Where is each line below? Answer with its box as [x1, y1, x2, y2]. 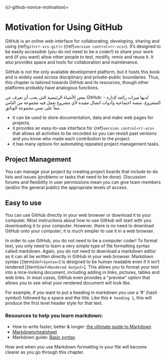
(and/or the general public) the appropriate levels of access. [5, 184, 128, 190]
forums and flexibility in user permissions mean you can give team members [5, 179, 161, 185]
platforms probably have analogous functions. [5, 85, 99, 90]
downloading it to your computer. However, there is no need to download [5, 222, 154, 228]
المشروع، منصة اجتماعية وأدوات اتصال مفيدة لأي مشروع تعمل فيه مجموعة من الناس [5, 99, 161, 105]
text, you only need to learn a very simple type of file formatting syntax [5, 243, 150, 249]
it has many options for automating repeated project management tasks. [12, 141, 160, 147]
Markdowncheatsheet [12, 329, 57, 335]
